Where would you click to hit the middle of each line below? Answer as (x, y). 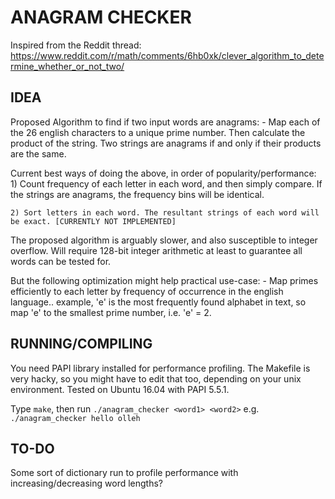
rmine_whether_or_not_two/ (67, 66)
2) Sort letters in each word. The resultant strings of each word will (165, 212)
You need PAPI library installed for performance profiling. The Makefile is (160, 368)
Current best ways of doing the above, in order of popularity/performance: (163, 173)
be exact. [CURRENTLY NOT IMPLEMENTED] (93, 221)
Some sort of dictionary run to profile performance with (124, 473)
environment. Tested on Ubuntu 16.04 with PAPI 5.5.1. (120, 389)
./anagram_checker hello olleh (75, 418)
